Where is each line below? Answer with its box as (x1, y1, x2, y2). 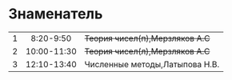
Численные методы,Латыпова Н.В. (84, 58, 220, 70)
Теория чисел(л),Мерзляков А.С (84, 46, 210, 57)
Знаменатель (8, 5, 103, 23)
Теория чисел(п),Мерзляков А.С (84, 33, 210, 44)
